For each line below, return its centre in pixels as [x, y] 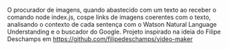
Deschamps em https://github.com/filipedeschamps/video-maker [100, 39]
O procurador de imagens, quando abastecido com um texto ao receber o [112, 10]
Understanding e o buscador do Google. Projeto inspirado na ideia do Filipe [114, 32]
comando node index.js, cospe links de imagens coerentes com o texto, [109, 17]
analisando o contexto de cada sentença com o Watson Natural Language [112, 24]
